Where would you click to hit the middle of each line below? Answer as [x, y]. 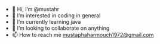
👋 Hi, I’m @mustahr [36, 9]
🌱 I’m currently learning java [46, 22]
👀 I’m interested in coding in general [56, 15]
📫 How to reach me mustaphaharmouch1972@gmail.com [83, 35]
